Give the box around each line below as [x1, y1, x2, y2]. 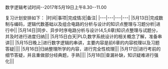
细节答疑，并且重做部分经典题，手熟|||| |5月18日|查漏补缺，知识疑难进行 [5, 52, 154, 58]
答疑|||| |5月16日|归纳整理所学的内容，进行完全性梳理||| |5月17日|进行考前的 [5, 46, 161, 52]
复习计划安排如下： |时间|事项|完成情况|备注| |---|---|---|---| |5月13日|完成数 [5, 15, 163, 21]
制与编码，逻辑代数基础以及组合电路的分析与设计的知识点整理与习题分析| [5, 21, 156, 27]
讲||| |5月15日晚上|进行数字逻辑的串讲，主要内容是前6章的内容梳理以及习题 [5, 40, 160, 46]
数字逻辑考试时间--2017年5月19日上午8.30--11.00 [5, 4, 107, 10]
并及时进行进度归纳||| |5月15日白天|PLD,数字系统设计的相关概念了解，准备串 [5, 34, 162, 39]
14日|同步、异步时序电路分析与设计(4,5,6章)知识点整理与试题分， [27, 27, 160, 33]
